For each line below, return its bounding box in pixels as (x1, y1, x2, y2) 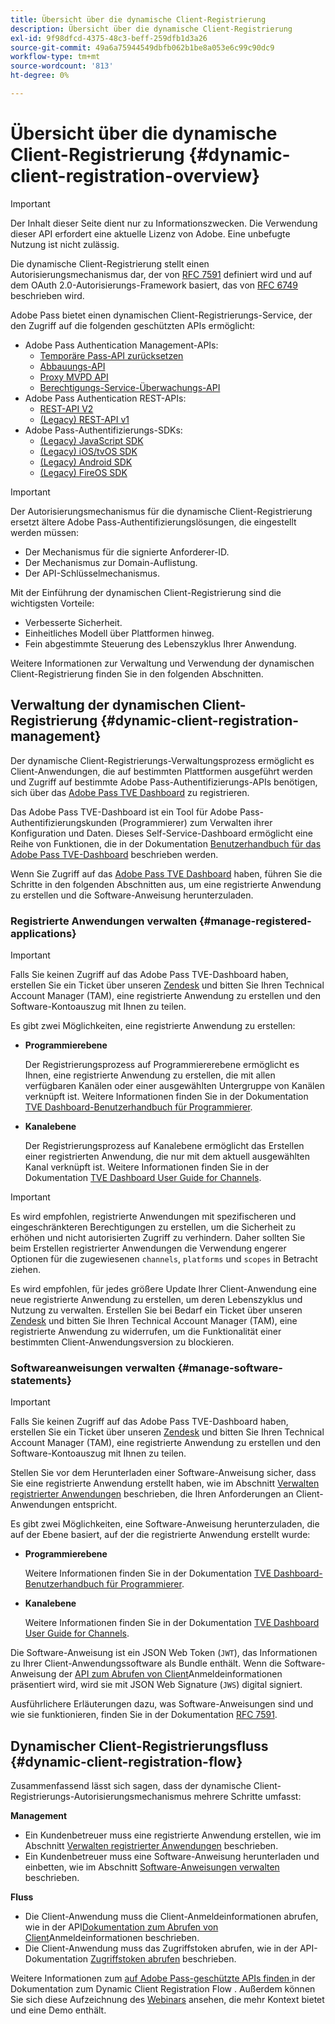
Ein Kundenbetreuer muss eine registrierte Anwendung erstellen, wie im (24, 1829, 322, 1841)
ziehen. (10, 1263, 42, 1275)
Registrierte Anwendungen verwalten (10, 914, 198, 928)
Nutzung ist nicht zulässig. (10, 238, 120, 250)
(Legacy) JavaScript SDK (39, 434, 144, 446)
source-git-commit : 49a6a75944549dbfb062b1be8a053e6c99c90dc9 (10, 42, 275, 53)
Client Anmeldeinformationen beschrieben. (24, 1932, 200, 1944)
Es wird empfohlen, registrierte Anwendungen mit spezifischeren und (10, 1210, 297, 1222)
